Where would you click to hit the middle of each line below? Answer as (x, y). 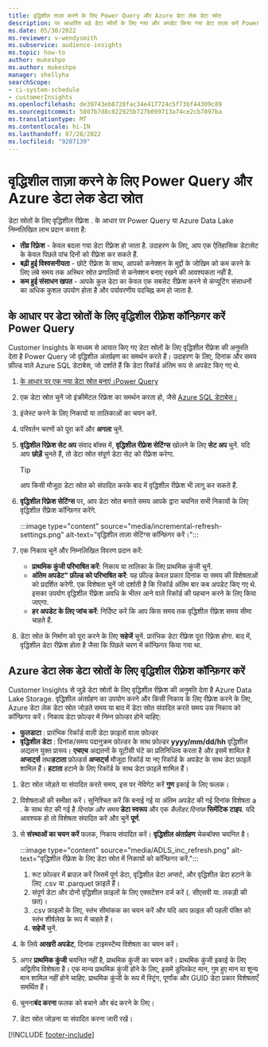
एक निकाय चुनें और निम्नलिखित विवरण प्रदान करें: (81, 551)
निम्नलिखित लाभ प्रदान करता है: (47, 230)
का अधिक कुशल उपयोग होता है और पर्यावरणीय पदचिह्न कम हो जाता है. (106, 291)
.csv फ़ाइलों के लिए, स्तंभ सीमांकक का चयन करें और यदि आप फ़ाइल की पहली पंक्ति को (141, 910)
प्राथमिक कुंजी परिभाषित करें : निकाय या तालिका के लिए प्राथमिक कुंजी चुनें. (122, 567)
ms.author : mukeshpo (43, 68)
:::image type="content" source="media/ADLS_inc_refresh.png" (124, 850)
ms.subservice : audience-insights (66, 45)
